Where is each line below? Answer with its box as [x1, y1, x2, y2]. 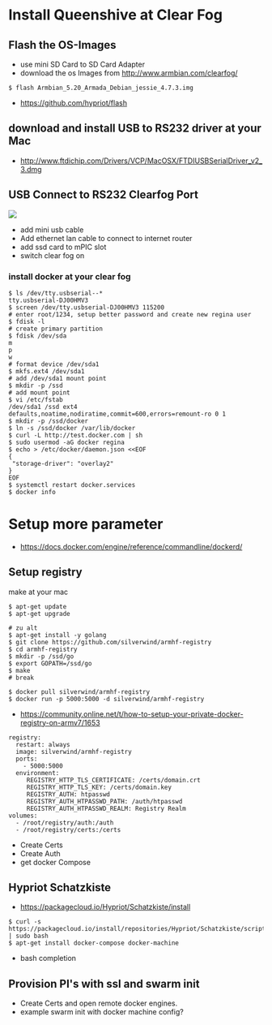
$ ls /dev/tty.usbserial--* [8, 289, 104, 297]
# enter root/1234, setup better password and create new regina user [8, 310, 252, 318]
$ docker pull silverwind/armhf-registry [8, 687, 151, 696]
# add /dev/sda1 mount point [8, 374, 107, 382]
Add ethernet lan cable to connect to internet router [19, 233, 193, 243]
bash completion [19, 954, 77, 963]
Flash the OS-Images [8, 38, 117, 52]
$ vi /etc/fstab [8, 395, 63, 403]
